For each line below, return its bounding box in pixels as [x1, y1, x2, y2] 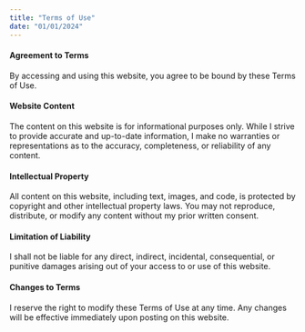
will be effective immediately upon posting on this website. [9, 311, 229, 323]
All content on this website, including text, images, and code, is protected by [9, 191, 296, 202]
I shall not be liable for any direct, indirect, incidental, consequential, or [9, 251, 275, 262]
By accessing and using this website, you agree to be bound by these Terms [9, 70, 296, 81]
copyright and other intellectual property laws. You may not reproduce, [9, 201, 276, 212]
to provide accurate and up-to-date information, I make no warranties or [9, 130, 280, 141]
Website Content [9, 101, 76, 112]
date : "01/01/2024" [9, 22, 84, 31]
